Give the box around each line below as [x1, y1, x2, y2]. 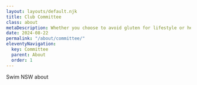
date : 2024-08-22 [6, 30, 49, 36]
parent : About [11, 52, 46, 58]
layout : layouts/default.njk [6, 8, 77, 15]
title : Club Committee [6, 14, 62, 20]
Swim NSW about [6, 73, 49, 80]
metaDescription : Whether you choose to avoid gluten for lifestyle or [6, 24, 185, 31]
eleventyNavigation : [6, 41, 57, 47]
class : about [6, 19, 38, 25]
